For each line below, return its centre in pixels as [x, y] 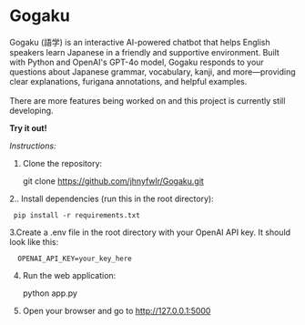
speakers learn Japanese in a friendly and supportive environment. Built [144, 52]
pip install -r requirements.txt [77, 215]
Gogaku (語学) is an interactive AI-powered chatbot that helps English [140, 42]
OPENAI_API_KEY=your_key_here [75, 259]
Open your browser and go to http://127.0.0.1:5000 [117, 310]
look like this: [34, 241]
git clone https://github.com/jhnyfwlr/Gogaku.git [113, 181]
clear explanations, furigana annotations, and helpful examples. [128, 81]
